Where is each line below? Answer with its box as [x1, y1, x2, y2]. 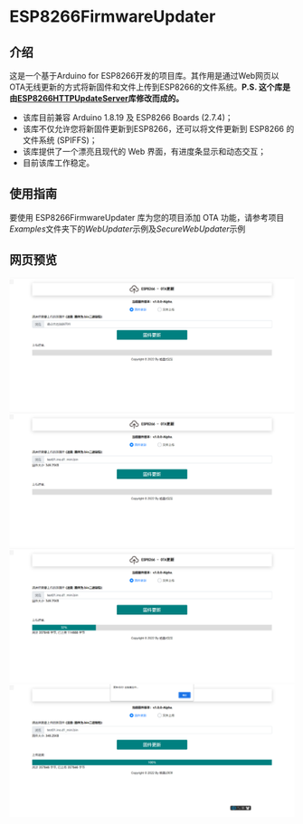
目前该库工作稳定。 [22, 157, 95, 168]
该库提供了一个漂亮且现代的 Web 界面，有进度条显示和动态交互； [22, 147, 267, 156]
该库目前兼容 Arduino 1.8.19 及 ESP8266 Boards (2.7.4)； [22, 112, 233, 123]
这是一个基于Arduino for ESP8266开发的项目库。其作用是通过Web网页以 [9, 71, 279, 81]
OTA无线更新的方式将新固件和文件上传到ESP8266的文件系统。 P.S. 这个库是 [9, 81, 291, 92]
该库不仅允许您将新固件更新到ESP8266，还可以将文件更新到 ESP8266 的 [22, 124, 295, 134]
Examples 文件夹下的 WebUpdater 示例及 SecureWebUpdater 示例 [9, 223, 246, 234]
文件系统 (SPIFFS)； [22, 135, 98, 146]
